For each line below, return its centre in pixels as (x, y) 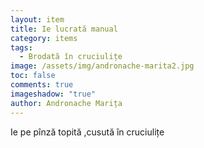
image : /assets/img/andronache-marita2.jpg (102, 66)
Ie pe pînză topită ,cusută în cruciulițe (87, 132)
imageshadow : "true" (53, 94)
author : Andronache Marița (66, 103)
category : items (44, 38)
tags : (21, 47)
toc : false (33, 76)
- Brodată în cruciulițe (71, 57)
